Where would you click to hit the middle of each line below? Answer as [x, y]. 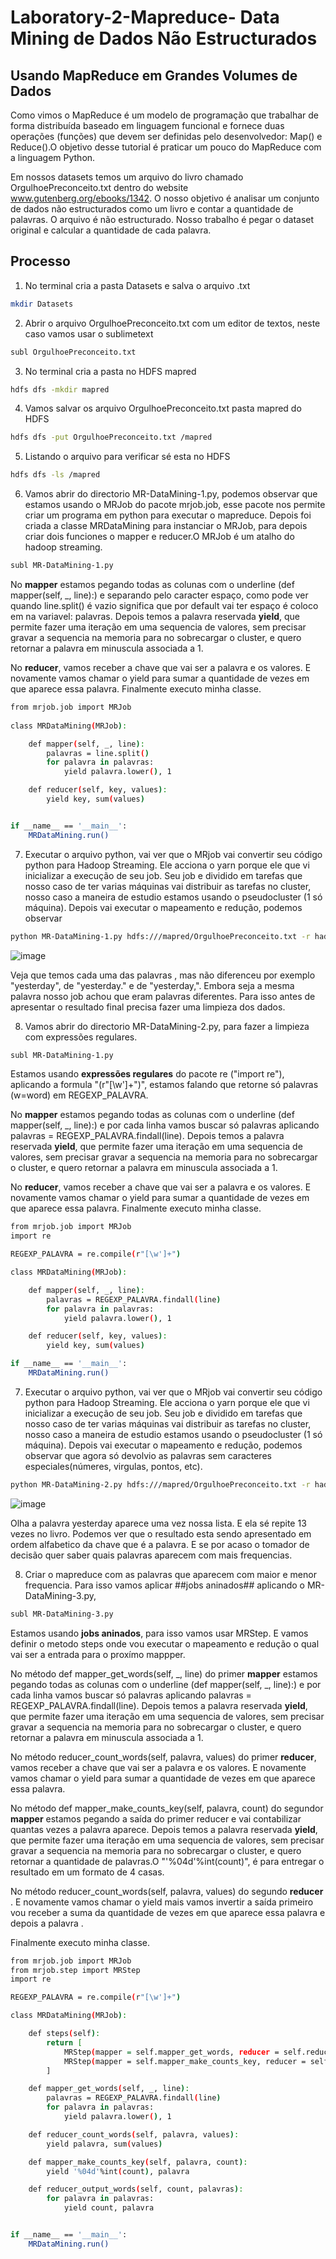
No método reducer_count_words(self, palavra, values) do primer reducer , [163, 1757]
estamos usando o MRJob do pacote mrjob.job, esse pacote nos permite [175, 505]
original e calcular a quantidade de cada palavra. [111, 230]
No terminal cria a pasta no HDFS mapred [110, 371]
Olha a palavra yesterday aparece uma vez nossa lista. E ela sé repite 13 [158, 1523]
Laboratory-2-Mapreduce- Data [145, 17]
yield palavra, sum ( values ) [104, 2144]
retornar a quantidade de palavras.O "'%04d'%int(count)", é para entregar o [167, 1861]
